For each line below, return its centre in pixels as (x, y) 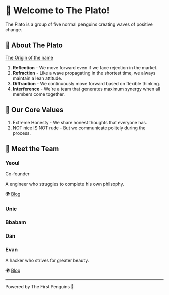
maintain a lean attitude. (37, 78)
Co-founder (17, 174)
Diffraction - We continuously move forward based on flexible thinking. (87, 83)
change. (14, 29)
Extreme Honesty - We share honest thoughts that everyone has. (80, 122)
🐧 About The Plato (34, 46)
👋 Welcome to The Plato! (57, 10)
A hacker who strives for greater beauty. (47, 260)
